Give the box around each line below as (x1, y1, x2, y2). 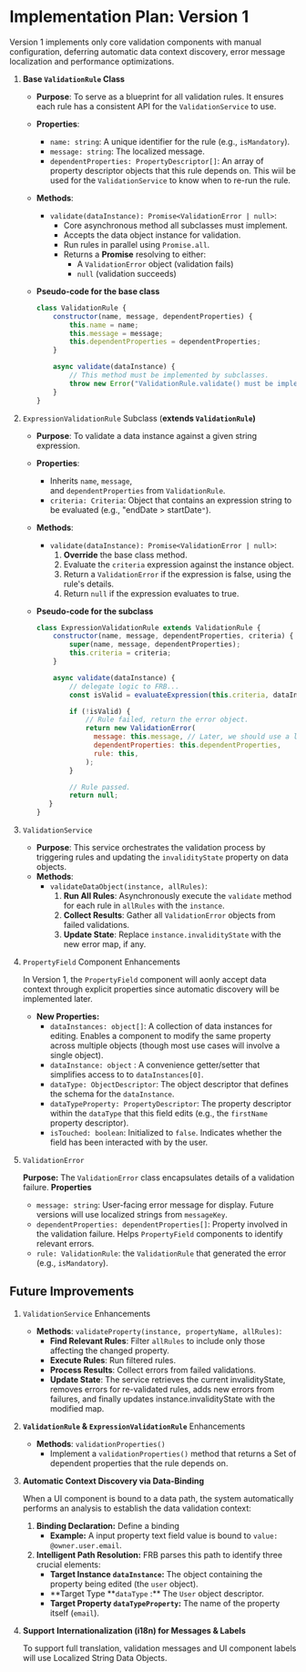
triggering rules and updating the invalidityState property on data (36, 851, 289, 862)
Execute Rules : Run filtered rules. (49, 1354, 177, 1365)
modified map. (49, 1402, 105, 1413)
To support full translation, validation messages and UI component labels (22, 1642, 297, 1654)
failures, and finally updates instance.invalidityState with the (49, 1393, 276, 1404)
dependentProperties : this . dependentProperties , (93, 740, 282, 750)
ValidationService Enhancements (22, 1308, 151, 1319)
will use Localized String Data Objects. (22, 1652, 168, 1663)
